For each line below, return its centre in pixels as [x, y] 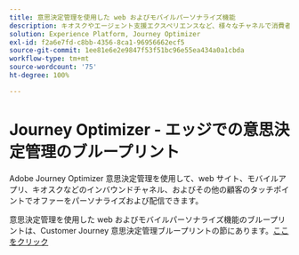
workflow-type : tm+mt [49, 59]
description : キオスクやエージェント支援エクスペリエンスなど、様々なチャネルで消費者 [150, 26]
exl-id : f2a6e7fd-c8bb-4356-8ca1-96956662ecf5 [97, 42]
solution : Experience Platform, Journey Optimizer [105, 34]
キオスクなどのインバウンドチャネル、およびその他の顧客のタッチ [153, 189]
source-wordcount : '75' [53, 68]
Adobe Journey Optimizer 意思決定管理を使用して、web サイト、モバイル [144, 178]
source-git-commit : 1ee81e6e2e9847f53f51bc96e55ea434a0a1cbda [127, 51]
